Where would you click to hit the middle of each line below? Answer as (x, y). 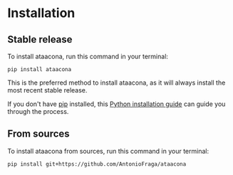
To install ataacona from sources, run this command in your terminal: (108, 151)
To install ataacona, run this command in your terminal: (88, 56)
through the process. (38, 111)
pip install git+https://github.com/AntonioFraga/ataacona (97, 164)
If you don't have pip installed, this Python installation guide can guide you (116, 104)
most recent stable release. (47, 90)
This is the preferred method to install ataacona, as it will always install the (116, 83)
